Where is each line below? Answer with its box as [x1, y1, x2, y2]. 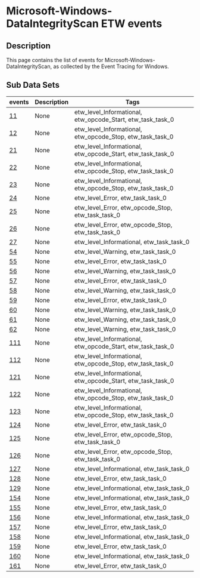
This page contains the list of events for [6, 57, 104, 63]
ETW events [101, 17, 162, 30]
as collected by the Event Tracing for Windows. [53, 63, 170, 70]
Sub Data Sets [6, 80, 60, 90]
